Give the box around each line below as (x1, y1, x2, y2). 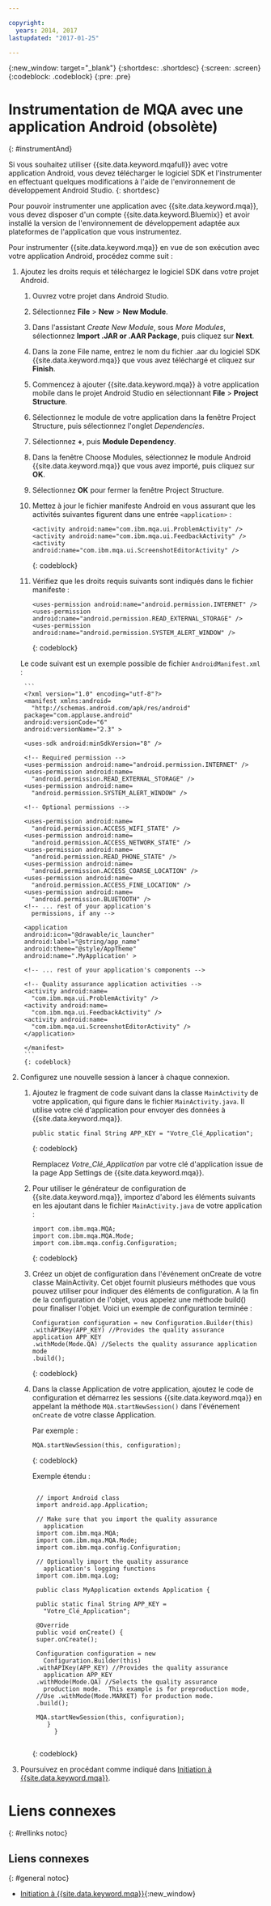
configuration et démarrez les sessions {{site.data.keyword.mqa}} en (32, 1393, 263, 1403)
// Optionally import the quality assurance (36, 1558, 188, 1566)
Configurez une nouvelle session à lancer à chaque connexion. (19, 1073, 231, 1082)
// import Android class (36, 1494, 120, 1502)
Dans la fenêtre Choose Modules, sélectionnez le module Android (32, 452, 252, 462)
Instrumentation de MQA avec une (8, 100, 243, 118)
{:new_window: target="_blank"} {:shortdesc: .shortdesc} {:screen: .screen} (8, 63, 261, 73)
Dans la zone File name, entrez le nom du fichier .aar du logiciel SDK (32, 347, 260, 357)
